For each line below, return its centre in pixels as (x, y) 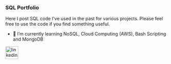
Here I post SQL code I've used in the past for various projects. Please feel (84, 19)
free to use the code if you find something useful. (58, 24)
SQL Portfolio (22, 8)
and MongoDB (28, 39)
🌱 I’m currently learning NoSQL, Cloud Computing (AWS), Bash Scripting (89, 34)
